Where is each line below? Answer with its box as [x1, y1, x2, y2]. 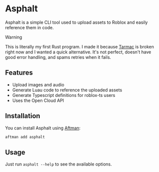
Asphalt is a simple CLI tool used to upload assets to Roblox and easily [5, 19, 148, 25]
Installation [5, 112, 40, 120]
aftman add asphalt [5, 134, 45, 139]
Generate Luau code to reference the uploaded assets [12, 87, 122, 93]
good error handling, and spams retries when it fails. [5, 54, 112, 60]
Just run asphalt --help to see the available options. [5, 161, 112, 167]
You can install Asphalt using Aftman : [5, 125, 81, 131]
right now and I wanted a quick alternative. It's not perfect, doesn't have [5, 49, 152, 55]
